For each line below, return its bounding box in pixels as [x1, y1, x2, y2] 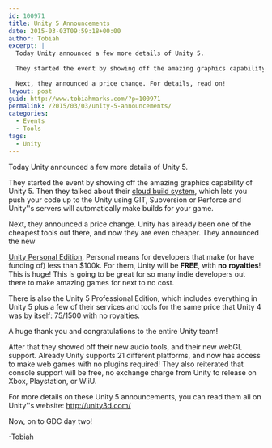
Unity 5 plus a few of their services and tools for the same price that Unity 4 [8, 302, 261, 311]
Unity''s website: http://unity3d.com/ [8, 400, 131, 410]
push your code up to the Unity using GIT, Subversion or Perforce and [8, 195, 241, 205]
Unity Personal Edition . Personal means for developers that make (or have [8, 251, 255, 261]
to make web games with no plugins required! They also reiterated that [8, 359, 244, 369]
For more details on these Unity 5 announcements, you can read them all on [8, 391, 261, 401]
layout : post [8, 87, 53, 95]
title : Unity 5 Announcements [8, 19, 111, 27]
